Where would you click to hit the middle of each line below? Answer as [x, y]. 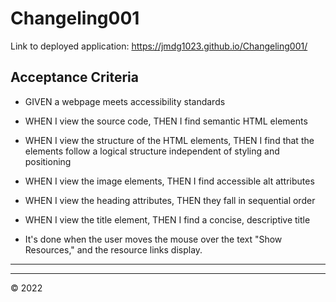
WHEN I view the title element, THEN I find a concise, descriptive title [167, 219]
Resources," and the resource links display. [113, 249]
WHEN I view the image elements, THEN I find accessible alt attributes [169, 181]
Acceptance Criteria [74, 77]
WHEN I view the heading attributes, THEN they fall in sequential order [170, 200]
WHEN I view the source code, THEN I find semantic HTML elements [166, 121]
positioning [48, 161]
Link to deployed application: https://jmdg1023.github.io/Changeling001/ [159, 46]
